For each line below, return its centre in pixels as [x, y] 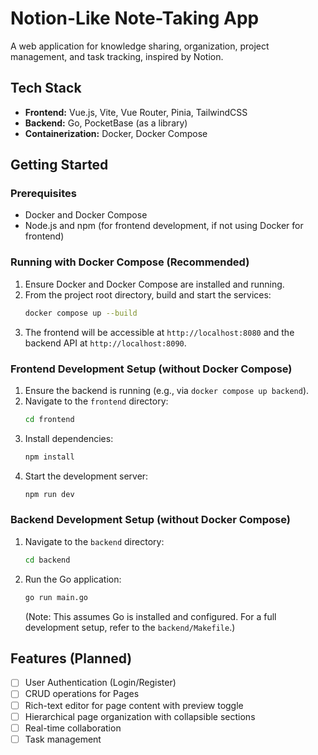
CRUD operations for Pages [82, 694]
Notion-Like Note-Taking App [135, 18]
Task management [63, 739]
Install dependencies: [69, 438]
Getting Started [59, 165]
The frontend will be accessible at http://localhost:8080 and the [159, 332]
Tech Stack [46, 88]
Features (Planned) [71, 658]
